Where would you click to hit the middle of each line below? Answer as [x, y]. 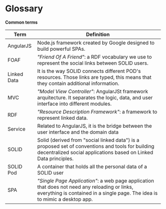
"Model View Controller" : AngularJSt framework [93, 91]
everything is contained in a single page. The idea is [98, 193]
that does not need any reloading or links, [85, 187]
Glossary [24, 9]
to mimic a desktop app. [65, 199]
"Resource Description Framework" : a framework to [97, 111]
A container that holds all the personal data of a [92, 167]
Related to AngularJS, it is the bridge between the [95, 126]
